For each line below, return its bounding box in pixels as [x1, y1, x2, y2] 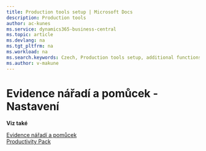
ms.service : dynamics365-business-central [6, 26, 116, 32]
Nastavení [6, 99, 59, 113]
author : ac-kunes [6, 20, 51, 26]
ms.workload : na [6, 49, 48, 55]
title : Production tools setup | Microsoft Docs [6, 9, 133, 15]
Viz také [6, 120, 28, 127]
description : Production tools [6, 15, 86, 21]
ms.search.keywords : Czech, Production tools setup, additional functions [6, 54, 202, 61]
